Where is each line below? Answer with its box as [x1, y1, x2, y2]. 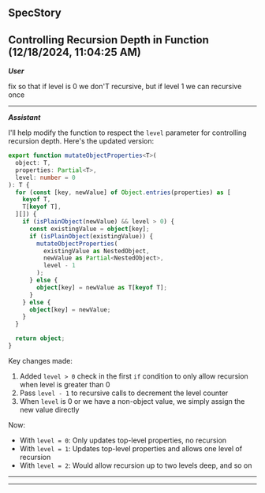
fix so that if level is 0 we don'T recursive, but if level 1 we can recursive [8, 82, 242, 92]
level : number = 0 [15, 174, 77, 181]
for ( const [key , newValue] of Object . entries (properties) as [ [15, 189, 231, 196]
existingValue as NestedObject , [43, 247, 150, 255]
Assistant [8, 113, 41, 122]
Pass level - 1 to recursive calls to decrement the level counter [19, 388, 229, 398]
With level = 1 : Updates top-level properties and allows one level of [19, 443, 243, 453]
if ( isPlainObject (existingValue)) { [28, 232, 154, 240]
